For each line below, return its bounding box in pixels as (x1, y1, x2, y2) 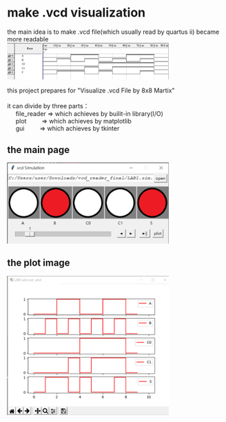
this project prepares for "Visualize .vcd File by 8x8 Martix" (7, 86, 175, 94)
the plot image (7, 257, 70, 269)
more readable (7, 34, 49, 43)
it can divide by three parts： (7, 101, 90, 110)
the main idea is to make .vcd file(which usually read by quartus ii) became (7, 28, 220, 36)
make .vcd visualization (7, 5, 146, 21)
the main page (7, 143, 70, 156)
